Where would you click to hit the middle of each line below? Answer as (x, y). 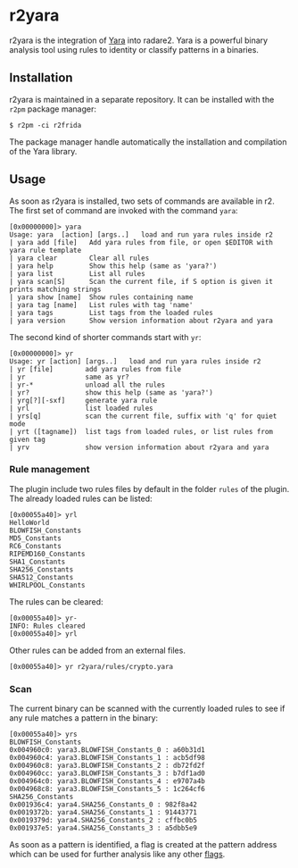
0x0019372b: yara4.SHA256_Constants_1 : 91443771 (103, 813)
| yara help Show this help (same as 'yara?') (113, 266)
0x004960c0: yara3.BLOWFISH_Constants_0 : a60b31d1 (107, 750)
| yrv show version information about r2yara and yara (139, 447)
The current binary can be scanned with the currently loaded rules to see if (147, 709)
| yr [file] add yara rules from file (95, 369)
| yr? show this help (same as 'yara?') (112, 392)
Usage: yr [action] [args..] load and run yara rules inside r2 (135, 361)
